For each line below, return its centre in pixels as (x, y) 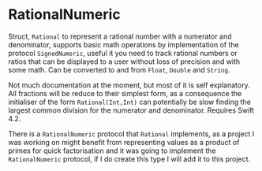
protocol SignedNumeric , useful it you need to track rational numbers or (123, 53)
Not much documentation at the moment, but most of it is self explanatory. (129, 85)
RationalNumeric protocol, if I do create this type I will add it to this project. (129, 158)
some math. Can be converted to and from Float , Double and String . (119, 69)
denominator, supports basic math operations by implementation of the (124, 44)
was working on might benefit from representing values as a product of (124, 142)
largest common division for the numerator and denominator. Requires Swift (131, 110)
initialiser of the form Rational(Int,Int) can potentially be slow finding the (129, 102)
